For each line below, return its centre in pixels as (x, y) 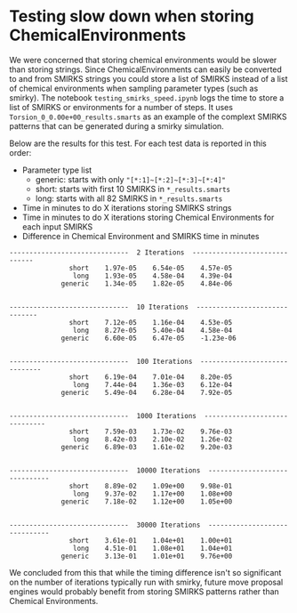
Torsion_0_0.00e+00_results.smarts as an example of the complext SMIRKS (148, 117)
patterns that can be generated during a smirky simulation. (116, 125)
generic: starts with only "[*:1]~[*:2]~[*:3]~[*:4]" (131, 179)
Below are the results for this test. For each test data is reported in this (138, 143)
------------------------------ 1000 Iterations (103, 415)
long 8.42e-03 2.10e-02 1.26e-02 (153, 439)
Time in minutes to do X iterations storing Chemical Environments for (148, 217)
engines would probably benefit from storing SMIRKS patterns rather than (144, 591)
